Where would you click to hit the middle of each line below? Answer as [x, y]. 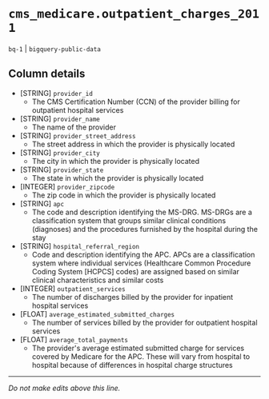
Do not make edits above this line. [64, 388]
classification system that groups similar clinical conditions [129, 220]
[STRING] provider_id [56, 93]
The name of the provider [74, 127]
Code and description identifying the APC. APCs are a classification [143, 254]
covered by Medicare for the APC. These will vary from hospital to [141, 356]
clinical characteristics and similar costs [98, 280]
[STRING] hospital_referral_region [80, 245]
